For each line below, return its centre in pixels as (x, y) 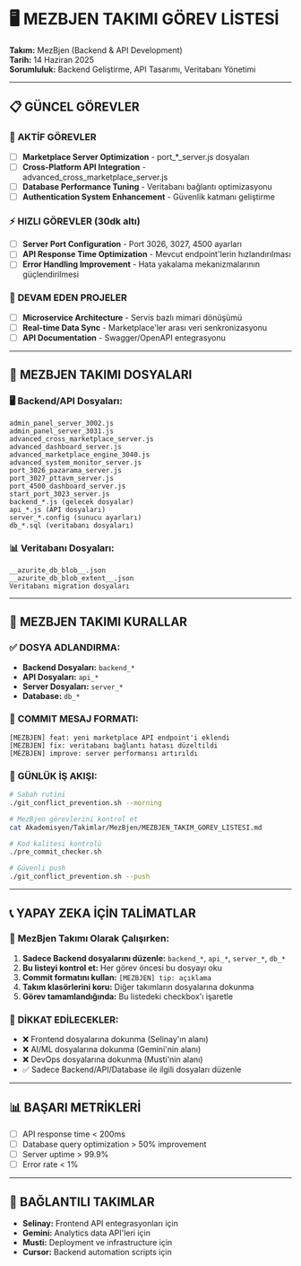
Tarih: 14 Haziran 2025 (52, 59)
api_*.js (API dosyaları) (57, 509)
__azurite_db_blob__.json (57, 570)
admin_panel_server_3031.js (62, 431)
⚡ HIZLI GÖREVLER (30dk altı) (75, 221)
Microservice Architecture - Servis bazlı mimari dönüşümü (132, 317)
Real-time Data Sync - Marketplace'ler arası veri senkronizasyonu (145, 327)
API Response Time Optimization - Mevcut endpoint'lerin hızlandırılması (156, 254)
